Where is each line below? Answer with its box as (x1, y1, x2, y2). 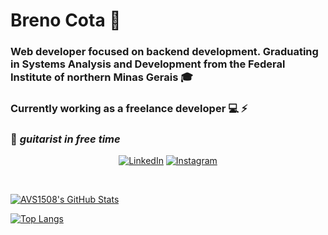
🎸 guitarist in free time (10, 132, 121, 146)
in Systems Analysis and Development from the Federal (10, 57, 286, 71)
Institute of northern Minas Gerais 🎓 (10, 70, 193, 84)
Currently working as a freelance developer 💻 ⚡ (10, 102, 248, 116)
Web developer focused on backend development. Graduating (10, 45, 319, 59)
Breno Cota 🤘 (10, 9, 122, 32)
